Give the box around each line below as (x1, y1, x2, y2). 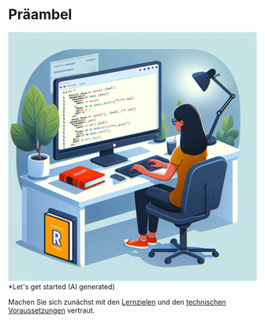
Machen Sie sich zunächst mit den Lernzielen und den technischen (8, 297, 226, 306)
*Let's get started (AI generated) (8, 282, 116, 291)
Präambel (8, 6, 73, 24)
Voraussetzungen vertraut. (8, 306, 95, 315)
